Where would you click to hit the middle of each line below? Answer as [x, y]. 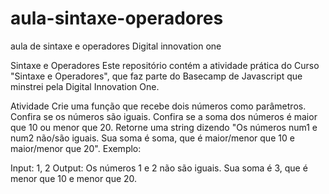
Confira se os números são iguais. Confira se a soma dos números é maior [164, 116]
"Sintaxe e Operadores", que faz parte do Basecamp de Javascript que [156, 76]
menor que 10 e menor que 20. [74, 178]
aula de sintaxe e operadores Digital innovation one [116, 46]
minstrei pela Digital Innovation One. [85, 86]
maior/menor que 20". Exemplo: [76, 148]
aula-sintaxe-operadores [117, 18]
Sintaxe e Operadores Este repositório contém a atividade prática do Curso [165, 65]
